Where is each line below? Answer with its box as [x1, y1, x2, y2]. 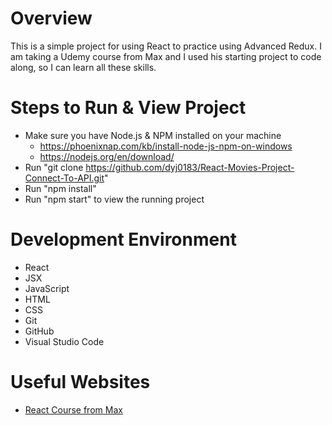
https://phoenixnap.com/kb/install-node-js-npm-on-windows [39, 140, 293, 152]
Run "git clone [24, 161, 84, 173]
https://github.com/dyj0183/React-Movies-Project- [85, 161, 295, 173]
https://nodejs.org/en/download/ [39, 150, 175, 162]
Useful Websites [10, 371, 151, 393]
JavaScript [24, 282, 70, 294]
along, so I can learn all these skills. [10, 61, 157, 73]
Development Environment [10, 228, 237, 251]
